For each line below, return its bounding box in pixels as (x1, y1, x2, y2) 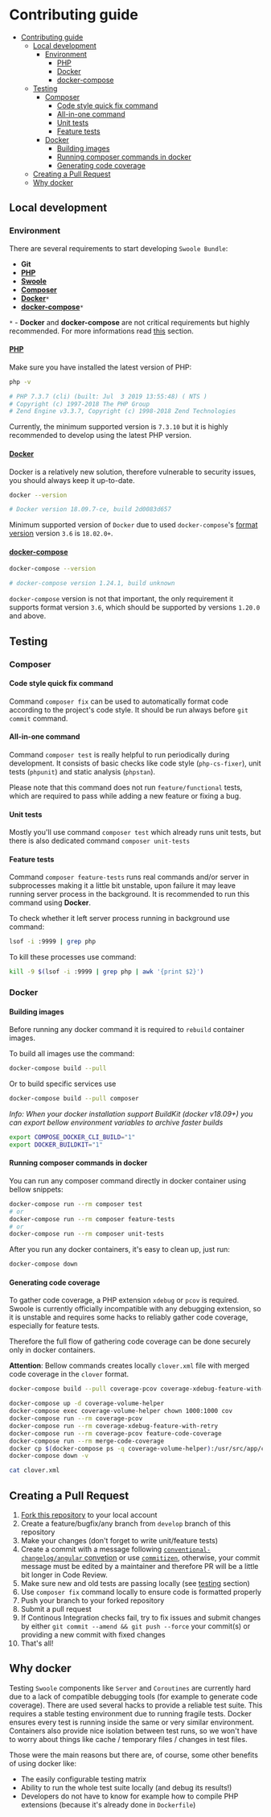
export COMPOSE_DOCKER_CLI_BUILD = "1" (9, 1133, 136, 1141)
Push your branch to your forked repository (20, 1596, 165, 1605)
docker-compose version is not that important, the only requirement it (9, 594, 234, 604)
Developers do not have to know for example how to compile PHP (20, 1791, 239, 1801)
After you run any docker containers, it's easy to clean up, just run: (9, 1245, 230, 1254)
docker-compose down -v (9, 1452, 89, 1460)
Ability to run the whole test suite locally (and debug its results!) (20, 1782, 232, 1792)
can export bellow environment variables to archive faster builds (9, 1117, 224, 1127)
